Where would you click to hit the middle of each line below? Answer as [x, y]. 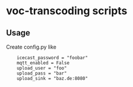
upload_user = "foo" [42, 68]
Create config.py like [31, 47]
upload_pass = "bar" [42, 73]
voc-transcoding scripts [67, 11]
